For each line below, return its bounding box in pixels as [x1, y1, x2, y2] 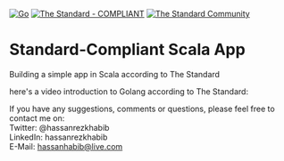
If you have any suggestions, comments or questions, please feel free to [9, 103, 275, 114]
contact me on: [9, 112, 65, 124]
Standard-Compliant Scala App [9, 40, 246, 60]
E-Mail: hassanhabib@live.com [9, 141, 123, 151]
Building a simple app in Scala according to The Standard [9, 68, 221, 79]
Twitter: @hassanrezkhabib [9, 122, 110, 133]
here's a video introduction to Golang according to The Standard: [9, 85, 248, 97]
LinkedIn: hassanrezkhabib [9, 132, 108, 142]
